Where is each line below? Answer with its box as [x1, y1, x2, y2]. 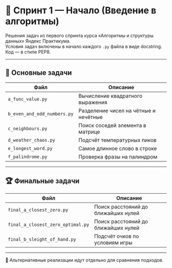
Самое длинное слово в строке [78, 145, 157, 152]
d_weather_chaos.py [8, 137, 55, 143]
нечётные [78, 113, 103, 120]
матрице [78, 128, 100, 135]
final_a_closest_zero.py [8, 207, 69, 213]
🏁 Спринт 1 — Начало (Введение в [5, 5, 157, 16]
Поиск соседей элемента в [78, 121, 147, 129]
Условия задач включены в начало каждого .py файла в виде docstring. [5, 43, 162, 49]
